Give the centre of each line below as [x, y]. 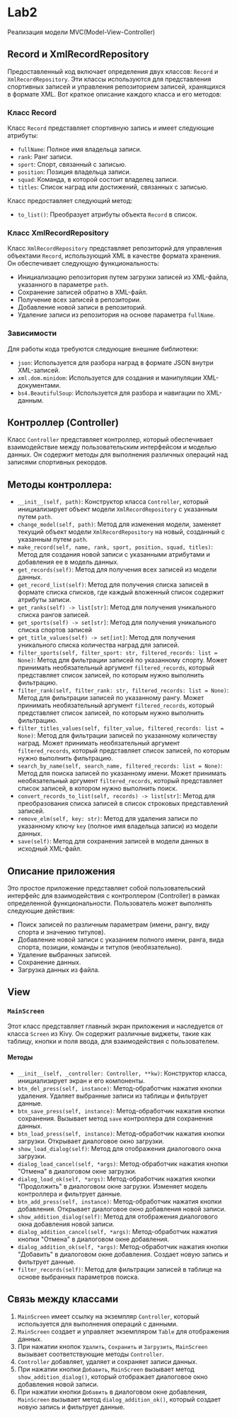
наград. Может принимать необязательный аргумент [99, 743]
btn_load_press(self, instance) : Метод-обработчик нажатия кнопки [121, 1133]
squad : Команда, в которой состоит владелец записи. [98, 180]
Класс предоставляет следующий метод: [70, 201]
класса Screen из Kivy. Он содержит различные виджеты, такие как [109, 1033]
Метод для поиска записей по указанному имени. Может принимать [122, 773]
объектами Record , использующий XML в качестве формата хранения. [114, 256]
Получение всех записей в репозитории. [79, 300]
